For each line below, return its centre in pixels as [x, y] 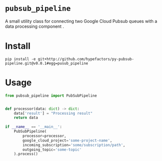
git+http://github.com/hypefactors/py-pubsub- [86, 59]
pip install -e [20, 59]
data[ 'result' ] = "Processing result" [53, 113]
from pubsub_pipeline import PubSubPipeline [51, 96]
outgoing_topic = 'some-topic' [52, 150]
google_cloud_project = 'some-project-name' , [67, 141]
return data [26, 118]
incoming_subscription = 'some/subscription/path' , [74, 145]
